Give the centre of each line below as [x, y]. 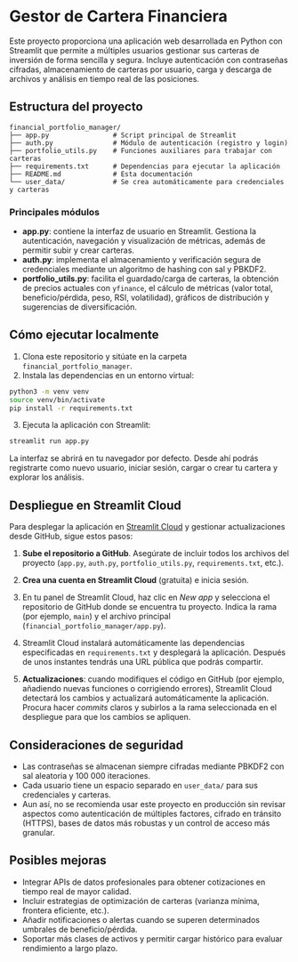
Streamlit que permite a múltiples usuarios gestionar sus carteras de [134, 50]
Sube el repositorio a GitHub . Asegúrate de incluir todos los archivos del [155, 554]
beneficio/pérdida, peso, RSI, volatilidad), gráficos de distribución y [145, 298]
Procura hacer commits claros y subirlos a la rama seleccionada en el [149, 707]
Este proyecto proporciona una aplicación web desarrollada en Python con [146, 41]
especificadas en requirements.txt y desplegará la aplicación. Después [154, 652]
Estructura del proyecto [77, 107]
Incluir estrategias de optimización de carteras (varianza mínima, [141, 901]
